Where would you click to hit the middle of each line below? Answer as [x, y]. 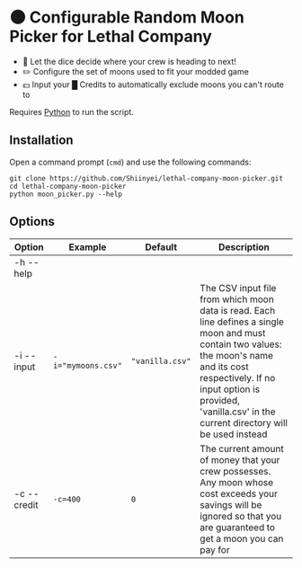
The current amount [242, 448]
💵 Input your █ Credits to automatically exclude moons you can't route [153, 84]
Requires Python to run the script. [72, 111]
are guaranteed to [238, 527]
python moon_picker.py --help [66, 194]
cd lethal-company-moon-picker [68, 186]
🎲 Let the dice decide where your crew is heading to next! [129, 61]
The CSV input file [238, 288]
